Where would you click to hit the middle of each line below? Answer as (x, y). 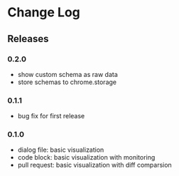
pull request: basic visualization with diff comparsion (94, 165)
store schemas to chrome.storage (67, 82)
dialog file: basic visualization (61, 150)
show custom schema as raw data (68, 74)
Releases (28, 39)
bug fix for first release (51, 116)
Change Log (44, 12)
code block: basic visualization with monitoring (86, 157)
